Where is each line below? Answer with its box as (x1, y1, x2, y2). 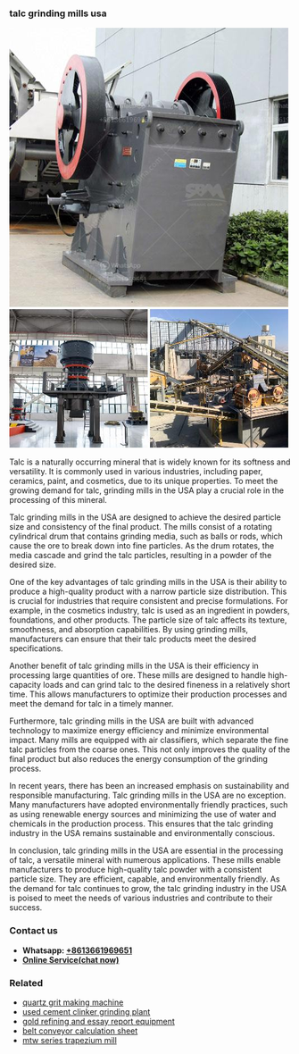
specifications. (9, 643, 64, 654)
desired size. (9, 559, 56, 570)
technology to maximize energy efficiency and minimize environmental (9, 725, 270, 736)
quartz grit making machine (21, 997, 124, 1008)
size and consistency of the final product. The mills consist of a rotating (9, 522, 272, 532)
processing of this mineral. (9, 495, 107, 506)
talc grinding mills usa (9, 7, 107, 20)
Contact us (9, 924, 58, 937)
